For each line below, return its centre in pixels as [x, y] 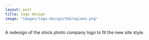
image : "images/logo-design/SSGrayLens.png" [52, 19]
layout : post [19, 10]
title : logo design [25, 14]
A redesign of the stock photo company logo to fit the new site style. [75, 33]
